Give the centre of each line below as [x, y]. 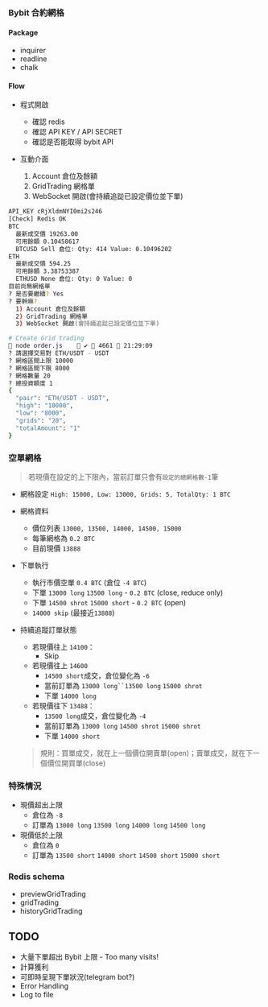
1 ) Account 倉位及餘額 [51, 309]
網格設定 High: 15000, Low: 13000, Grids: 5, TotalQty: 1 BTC [125, 493]
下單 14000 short [72, 736]
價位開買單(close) [76, 763]
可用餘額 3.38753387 [47, 271]
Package [23, 32]
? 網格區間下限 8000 [39, 368]
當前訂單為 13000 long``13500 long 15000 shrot [123, 685]
